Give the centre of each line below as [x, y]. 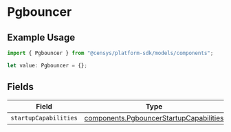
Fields [21, 87]
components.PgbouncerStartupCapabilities [154, 118]
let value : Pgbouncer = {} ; [47, 65]
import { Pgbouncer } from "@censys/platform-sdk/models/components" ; [110, 53]
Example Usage [41, 37]
